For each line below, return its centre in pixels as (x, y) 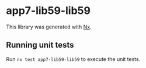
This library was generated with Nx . (49, 27)
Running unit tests (40, 45)
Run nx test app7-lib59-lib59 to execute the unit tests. (73, 59)
